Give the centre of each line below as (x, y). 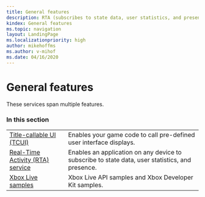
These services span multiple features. (55, 104)
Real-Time (25, 152)
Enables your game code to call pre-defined (131, 134)
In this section (28, 120)
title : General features (38, 12)
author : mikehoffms (31, 46)
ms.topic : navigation (34, 29)
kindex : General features (39, 23)
